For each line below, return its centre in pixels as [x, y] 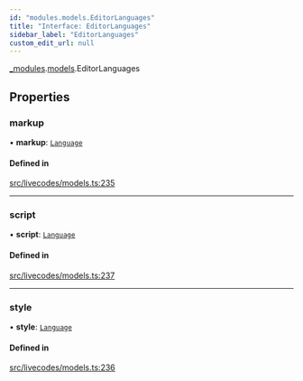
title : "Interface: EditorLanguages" [80, 26]
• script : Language [42, 235]
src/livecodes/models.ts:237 [62, 275]
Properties [40, 97]
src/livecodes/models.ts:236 [62, 367]
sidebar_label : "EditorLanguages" [74, 34]
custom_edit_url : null [52, 43]
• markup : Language [46, 142]
